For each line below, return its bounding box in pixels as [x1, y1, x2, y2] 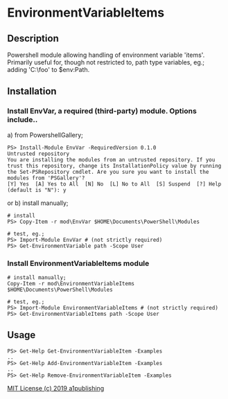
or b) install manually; [7, 199, 69, 207]
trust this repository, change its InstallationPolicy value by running [7, 162, 222, 169]
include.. [7, 115, 38, 125]
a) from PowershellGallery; [7, 130, 83, 139]
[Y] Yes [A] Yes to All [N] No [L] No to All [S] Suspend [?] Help [7, 180, 222, 188]
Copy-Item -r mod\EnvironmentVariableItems [7, 280, 135, 287]
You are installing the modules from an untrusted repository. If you [7, 156, 216, 163]
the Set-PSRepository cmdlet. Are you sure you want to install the [7, 168, 209, 175]
